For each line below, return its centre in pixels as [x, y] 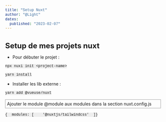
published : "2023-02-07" [35, 24]
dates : [12, 19]
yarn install [19, 75]
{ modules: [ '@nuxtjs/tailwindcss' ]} [51, 115]
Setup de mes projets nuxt [52, 46]
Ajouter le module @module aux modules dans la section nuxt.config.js [79, 104]
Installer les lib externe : [37, 84]
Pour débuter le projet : [36, 57]
